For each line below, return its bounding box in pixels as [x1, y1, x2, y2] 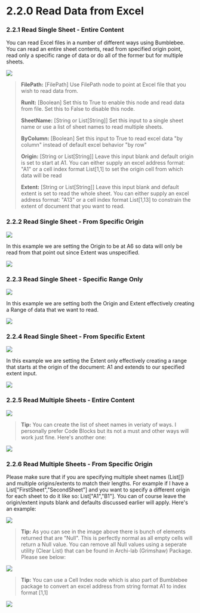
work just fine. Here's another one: [20, 433, 106, 441]
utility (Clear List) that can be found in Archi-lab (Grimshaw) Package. [20, 547, 193, 554]
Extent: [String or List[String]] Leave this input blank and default [20, 184, 179, 191]
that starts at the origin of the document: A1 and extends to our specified [6, 363, 185, 371]
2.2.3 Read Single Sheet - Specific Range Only [6, 275, 143, 283]
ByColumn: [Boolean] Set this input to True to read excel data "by [20, 135, 183, 142]
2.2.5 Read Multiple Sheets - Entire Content [6, 396, 135, 405]
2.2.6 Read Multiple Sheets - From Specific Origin [6, 460, 153, 468]
